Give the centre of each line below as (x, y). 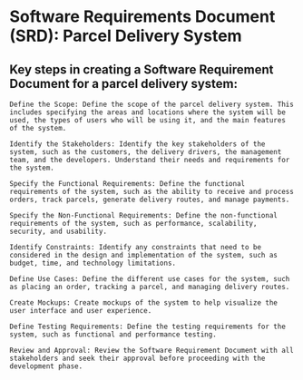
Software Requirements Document (142, 17)
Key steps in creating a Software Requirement (142, 69)
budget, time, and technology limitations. (93, 263)
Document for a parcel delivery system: (124, 83)
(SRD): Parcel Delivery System (126, 36)
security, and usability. (58, 231)
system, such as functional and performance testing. (113, 335)
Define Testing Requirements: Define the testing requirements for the (147, 326)
